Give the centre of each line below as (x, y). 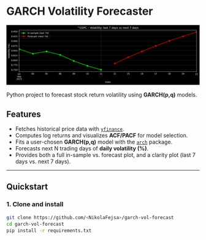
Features (24, 114)
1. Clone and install (35, 204)
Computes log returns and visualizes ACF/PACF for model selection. (101, 136)
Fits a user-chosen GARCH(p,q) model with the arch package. (94, 142)
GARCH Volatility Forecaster (80, 11)
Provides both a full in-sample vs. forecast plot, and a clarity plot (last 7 (105, 155)
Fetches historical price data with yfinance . (70, 129)
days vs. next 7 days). (43, 161)
